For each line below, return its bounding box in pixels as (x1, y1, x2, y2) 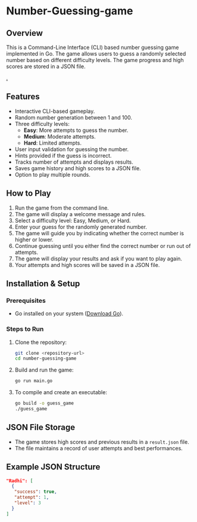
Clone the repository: (14, 339, 67, 346)
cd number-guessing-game (14, 355, 77, 362)
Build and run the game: (14, 366, 74, 374)
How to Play (6, 188, 52, 198)
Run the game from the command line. (14, 204, 109, 211)
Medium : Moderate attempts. (23, 133, 96, 140)
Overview (6, 28, 43, 38)
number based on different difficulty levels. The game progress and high (6, 57, 184, 63)
